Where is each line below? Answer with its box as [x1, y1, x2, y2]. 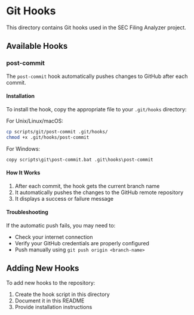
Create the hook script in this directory [14, 291, 110, 298]
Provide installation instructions [14, 303, 93, 310]
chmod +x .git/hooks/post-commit [6, 134, 90, 141]
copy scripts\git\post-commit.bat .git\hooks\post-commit [6, 157, 153, 163]
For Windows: [6, 145, 41, 152]
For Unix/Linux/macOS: [6, 117, 64, 124]
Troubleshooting [6, 208, 49, 216]
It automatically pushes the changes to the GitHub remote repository [14, 189, 184, 196]
